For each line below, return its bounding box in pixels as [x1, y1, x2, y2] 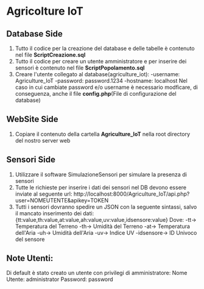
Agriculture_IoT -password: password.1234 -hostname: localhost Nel [15, 77, 188, 84]
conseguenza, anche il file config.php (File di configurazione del [15, 90, 177, 97]
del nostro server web [15, 137, 71, 144]
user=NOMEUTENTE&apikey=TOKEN [15, 196, 109, 204]
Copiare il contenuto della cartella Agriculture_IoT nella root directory [15, 130, 191, 138]
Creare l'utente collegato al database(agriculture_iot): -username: [15, 71, 180, 77]
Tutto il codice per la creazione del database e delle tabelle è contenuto [15, 45, 195, 52]
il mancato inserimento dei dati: [15, 209, 94, 217]
